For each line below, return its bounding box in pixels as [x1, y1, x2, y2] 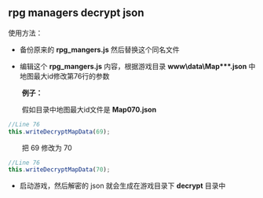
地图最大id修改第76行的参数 [19, 71, 110, 81]
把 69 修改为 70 [22, 143, 72, 152]
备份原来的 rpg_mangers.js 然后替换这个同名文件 [19, 45, 180, 54]
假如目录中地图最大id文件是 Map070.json [22, 104, 157, 114]
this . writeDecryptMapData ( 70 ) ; [8, 166, 111, 174]
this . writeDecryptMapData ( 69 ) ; [8, 127, 111, 136]
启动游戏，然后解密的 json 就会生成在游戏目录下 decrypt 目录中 [19, 181, 226, 191]
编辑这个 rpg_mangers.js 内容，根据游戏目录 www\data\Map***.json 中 [19, 61, 256, 71]
